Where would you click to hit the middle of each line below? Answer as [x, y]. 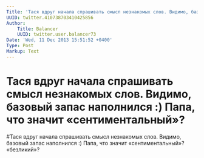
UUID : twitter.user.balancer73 [57, 35]
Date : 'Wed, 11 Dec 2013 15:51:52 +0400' [59, 40]
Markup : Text [23, 51]
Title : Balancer [38, 29]
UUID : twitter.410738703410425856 [50, 18]
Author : [16, 23]
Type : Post [20, 46]
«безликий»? [23, 150]
